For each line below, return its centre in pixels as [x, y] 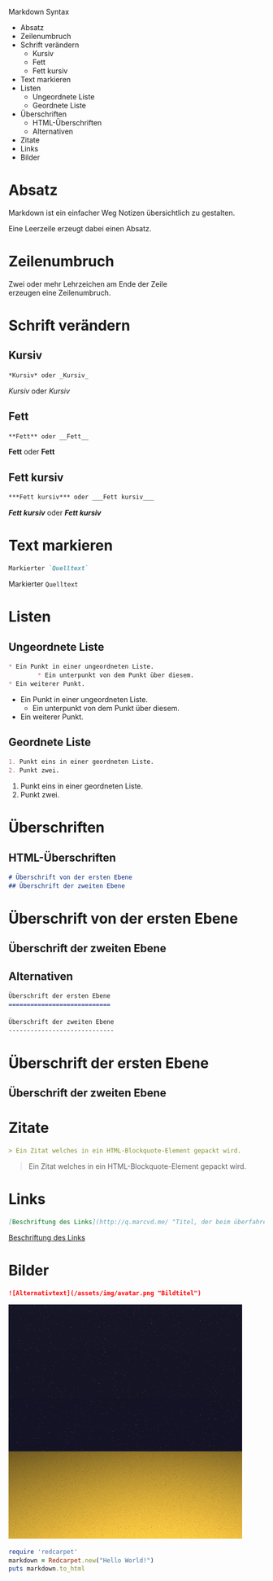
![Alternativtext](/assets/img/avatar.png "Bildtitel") [105, 1293]
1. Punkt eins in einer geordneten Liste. [81, 762]
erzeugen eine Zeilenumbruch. [60, 292]
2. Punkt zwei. [34, 771]
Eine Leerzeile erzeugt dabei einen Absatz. [80, 228]
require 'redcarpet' [43, 1552]
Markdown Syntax [39, 12]
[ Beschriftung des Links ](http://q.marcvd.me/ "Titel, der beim [119, 1222]
